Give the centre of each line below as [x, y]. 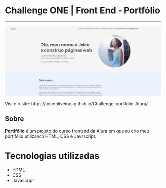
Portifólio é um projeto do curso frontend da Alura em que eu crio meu [77, 131]
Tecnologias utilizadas [52, 156]
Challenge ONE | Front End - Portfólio [83, 11]
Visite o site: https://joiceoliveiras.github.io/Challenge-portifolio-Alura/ [77, 103]
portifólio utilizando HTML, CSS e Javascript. [51, 136]
